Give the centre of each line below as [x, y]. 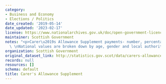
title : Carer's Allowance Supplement [44, 74]
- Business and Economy [30, 14]
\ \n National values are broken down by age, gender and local [76, 46]
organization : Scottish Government [42, 51]
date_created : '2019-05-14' [34, 23]
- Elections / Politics [30, 19]
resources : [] [20, 65]
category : [15, 10]
